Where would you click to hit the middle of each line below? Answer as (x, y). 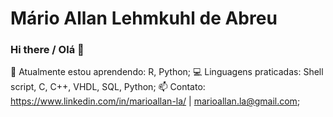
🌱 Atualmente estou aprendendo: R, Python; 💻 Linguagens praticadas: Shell (167, 72)
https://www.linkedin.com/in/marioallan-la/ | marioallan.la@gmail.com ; (155, 101)
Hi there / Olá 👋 (47, 50)
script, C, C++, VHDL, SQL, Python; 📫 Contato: (108, 87)
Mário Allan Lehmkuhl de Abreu (144, 18)
